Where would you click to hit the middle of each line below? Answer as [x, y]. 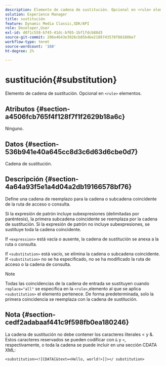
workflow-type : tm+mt [27, 42]
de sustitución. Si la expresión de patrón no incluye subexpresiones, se [77, 224]
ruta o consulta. [21, 244]
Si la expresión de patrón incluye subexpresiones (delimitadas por [72, 213]
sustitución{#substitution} [61, 80]
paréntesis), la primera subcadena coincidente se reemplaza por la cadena [81, 219]
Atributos [20, 109]
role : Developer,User [27, 28]
